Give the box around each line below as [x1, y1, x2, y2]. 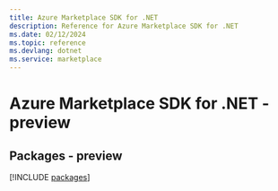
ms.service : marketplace [9, 55, 102, 64]
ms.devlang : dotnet [9, 47, 83, 56]
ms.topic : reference [9, 38, 87, 48]
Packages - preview [9, 148, 123, 163]
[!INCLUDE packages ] [9, 172, 91, 182]
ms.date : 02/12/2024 [9, 30, 87, 39]
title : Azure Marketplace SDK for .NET [9, 13, 159, 22]
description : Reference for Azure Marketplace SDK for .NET [9, 22, 239, 30]
